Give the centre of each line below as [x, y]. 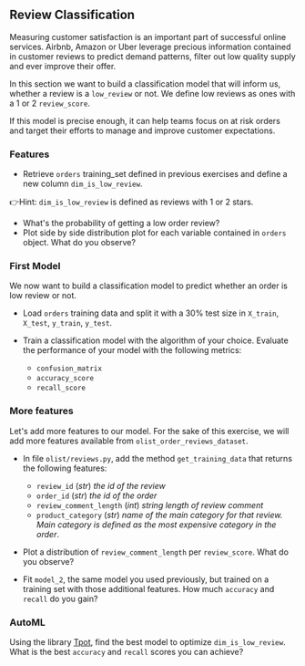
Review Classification [72, 15]
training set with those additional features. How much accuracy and [148, 588]
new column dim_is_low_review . [82, 184]
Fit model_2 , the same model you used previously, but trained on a [146, 579]
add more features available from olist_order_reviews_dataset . [129, 441]
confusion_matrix [69, 369]
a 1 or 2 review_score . [50, 103]
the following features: [65, 468]
